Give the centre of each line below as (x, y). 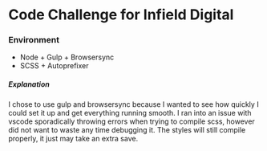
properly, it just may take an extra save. (73, 139)
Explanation (29, 84)
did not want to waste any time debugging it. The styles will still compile (127, 130)
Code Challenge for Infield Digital (121, 15)
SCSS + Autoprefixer (54, 66)
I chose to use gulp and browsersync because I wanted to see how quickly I (133, 104)
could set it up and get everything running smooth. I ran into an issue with (130, 113)
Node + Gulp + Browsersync (67, 57)
